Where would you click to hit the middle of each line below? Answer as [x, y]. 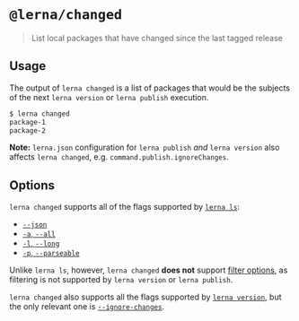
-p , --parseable [51, 253]
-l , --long [41, 243]
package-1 [28, 122]
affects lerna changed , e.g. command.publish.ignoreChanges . [119, 157]
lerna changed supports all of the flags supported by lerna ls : [125, 207]
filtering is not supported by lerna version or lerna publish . [121, 280]
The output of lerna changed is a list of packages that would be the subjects [149, 88]
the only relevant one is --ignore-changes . [87, 307]
